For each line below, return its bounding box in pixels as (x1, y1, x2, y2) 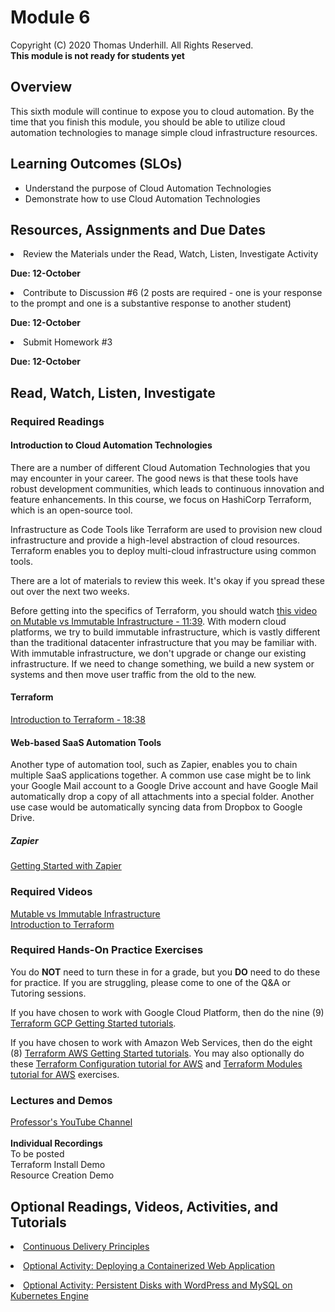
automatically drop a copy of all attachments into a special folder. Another (10, 791, 315, 803)
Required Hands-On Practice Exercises (10, 943, 204, 957)
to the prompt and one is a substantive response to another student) (10, 297, 292, 310)
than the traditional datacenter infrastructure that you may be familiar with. (10, 636, 317, 648)
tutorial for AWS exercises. (10, 1068, 120, 1080)
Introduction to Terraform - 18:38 (10, 714, 146, 726)
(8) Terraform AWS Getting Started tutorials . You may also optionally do (10, 1047, 305, 1059)
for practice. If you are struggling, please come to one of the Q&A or (10, 976, 291, 988)
